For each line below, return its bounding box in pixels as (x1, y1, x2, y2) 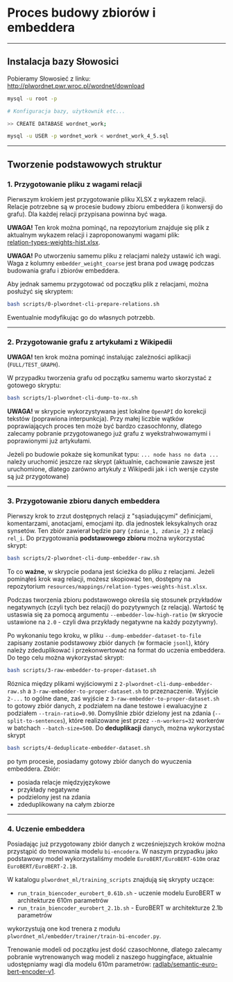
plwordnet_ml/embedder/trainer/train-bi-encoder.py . (7, 932, 162, 940)
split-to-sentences (7, 718, 64, 725)
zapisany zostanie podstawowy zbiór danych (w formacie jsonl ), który (7, 639, 209, 647)
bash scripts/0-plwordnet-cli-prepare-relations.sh (7, 300, 159, 307)
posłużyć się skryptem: (7, 287, 74, 295)
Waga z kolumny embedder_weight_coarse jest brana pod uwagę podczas (7, 259, 215, 267)
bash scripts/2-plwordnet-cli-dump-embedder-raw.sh (7, 555, 159, 562)
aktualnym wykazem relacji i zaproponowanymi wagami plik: (7, 231, 180, 239)
